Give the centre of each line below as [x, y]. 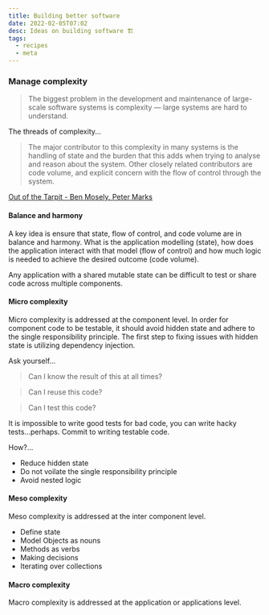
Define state [40, 531]
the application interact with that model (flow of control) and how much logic [135, 250]
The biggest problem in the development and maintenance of [129, 99]
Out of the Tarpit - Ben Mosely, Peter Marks [80, 197]
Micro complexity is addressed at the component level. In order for [118, 320]
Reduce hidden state [54, 463]
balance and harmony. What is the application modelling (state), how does [131, 241]
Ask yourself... [32, 361]
